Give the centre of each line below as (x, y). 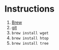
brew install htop (30, 38)
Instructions (29, 9)
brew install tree (30, 43)
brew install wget (30, 33)
